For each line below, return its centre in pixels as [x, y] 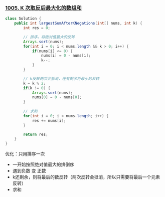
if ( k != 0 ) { [37, 88]
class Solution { [23, 19]
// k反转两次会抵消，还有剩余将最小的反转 [61, 79]
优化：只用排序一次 [25, 154]
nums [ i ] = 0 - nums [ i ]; [66, 56]
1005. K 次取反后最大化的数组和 [43, 8]
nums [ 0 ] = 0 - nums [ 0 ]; [57, 97]
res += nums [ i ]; [49, 121]
